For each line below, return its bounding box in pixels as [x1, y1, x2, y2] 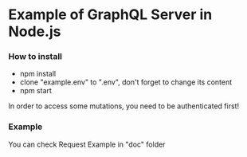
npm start [19, 86, 52, 96]
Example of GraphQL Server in [8, 6, 213, 24]
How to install [8, 51, 62, 62]
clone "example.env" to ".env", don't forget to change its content [19, 77, 233, 87]
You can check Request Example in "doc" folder [8, 139, 166, 149]
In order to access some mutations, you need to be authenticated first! [8, 101, 240, 111]
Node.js [8, 22, 61, 41]
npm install [19, 69, 57, 79]
